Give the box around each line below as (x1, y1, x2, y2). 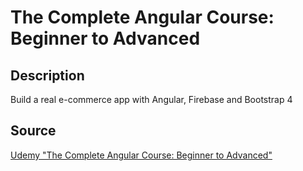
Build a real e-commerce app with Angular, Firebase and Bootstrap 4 (10, 94, 293, 105)
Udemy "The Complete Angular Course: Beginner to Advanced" (10, 149, 273, 161)
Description (10, 67, 85, 84)
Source (10, 122, 57, 140)
